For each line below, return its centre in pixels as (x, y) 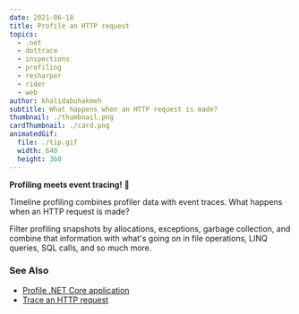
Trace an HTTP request (65, 300)
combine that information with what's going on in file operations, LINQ (139, 238)
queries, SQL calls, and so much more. (81, 248)
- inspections (43, 59)
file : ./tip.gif (47, 142)
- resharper (40, 76)
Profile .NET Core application (76, 290)
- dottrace (38, 51)
